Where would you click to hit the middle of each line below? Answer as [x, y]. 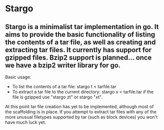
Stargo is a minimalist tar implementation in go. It [82, 27]
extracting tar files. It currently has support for [78, 50]
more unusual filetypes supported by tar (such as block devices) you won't [82, 117]
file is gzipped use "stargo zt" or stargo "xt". [57, 97]
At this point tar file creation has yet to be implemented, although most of [80, 107]
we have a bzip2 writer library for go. [63, 65]
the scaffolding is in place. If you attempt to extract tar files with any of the [81, 112]
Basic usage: [18, 77]
